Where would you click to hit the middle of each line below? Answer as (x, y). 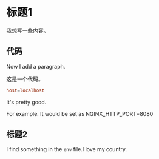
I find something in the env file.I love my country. (67, 149)
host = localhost (25, 90)
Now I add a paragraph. (36, 66)
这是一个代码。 (25, 79)
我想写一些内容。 (28, 30)
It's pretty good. (26, 102)
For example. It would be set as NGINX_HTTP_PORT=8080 (80, 113)
